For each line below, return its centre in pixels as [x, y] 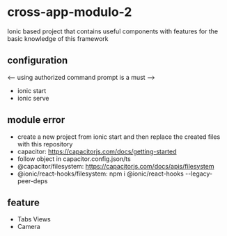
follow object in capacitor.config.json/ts [74, 159]
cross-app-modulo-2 [70, 12]
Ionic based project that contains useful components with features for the [112, 31]
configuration [38, 61]
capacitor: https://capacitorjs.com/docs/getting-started [97, 151]
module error [36, 120]
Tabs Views [34, 219]
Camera [29, 227]
